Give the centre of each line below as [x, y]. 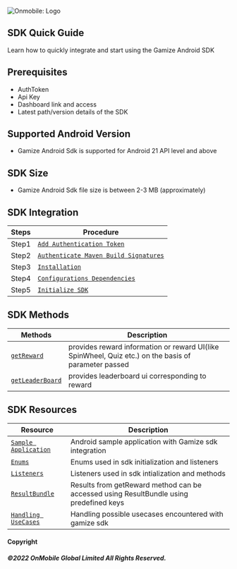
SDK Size [28, 173]
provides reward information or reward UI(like [144, 347]
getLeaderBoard [36, 380]
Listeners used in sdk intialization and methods [148, 473]
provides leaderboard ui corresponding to [137, 376]
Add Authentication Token [81, 244]
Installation [60, 267]
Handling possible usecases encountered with [147, 514]
